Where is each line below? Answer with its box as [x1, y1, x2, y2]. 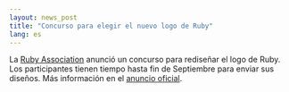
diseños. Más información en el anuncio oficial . [9, 73, 183, 84]
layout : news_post [9, 13, 78, 22]
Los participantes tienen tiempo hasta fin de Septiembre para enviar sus [9, 63, 275, 74]
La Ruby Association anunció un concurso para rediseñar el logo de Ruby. [9, 54, 281, 65]
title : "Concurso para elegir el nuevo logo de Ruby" [9, 21, 214, 30]
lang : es [9, 29, 42, 38]
